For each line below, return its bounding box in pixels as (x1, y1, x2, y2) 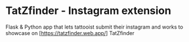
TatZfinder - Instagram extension (5, 4, 171, 17)
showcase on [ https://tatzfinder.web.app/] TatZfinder (5, 29, 135, 36)
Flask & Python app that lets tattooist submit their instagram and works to (5, 23, 184, 30)
